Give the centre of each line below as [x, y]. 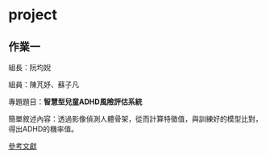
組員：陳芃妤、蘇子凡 [44, 85]
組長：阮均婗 [29, 67]
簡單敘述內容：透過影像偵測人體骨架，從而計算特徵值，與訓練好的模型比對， [135, 119]
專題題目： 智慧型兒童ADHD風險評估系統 [75, 102]
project [33, 15]
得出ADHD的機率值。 [44, 129]
